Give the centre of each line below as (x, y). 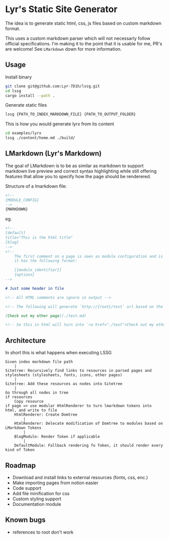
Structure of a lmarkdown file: (36, 186)
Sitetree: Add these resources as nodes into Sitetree (64, 384)
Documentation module (37, 504)
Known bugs (26, 520)
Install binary (19, 77)
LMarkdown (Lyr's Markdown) (54, 154)
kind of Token (20, 450)
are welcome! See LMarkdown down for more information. (63, 49)
